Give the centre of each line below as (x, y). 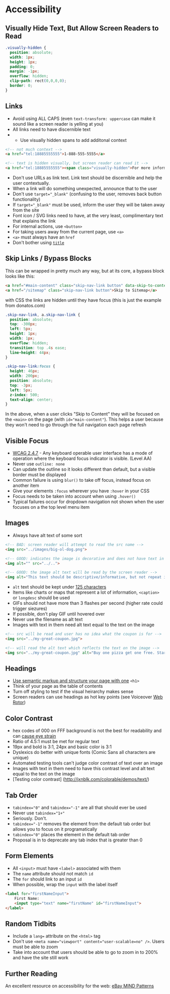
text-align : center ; (31, 400)
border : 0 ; (21, 85)
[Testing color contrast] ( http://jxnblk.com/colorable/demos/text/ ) (81, 779)
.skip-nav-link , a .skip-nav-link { (43, 315)
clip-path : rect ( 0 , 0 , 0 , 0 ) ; (38, 81)
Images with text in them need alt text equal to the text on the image (83, 625)
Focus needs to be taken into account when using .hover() (74, 496)
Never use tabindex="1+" (39, 813)
